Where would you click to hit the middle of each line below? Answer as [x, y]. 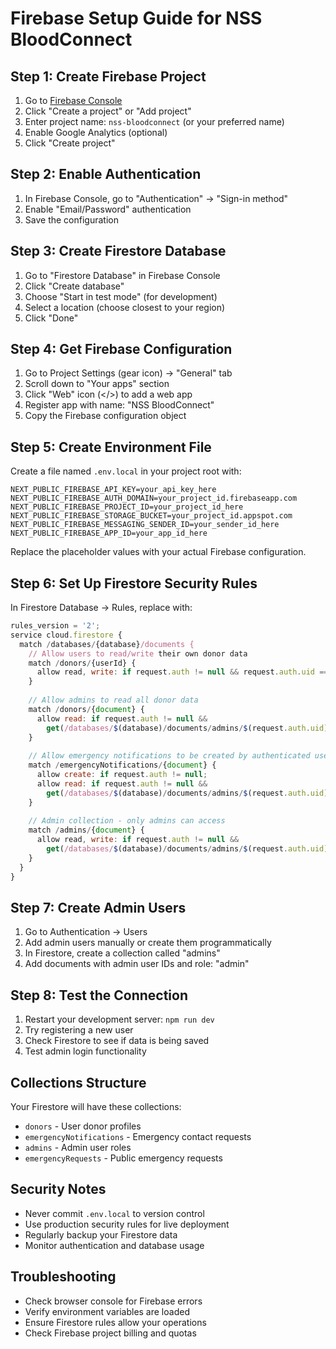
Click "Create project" [70, 143]
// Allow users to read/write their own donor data [138, 653]
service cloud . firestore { [66, 635]
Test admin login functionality [85, 1051]
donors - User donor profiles [83, 1126]
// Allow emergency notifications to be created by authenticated [169, 756]
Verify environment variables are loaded [107, 1311]
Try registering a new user [79, 1030]
